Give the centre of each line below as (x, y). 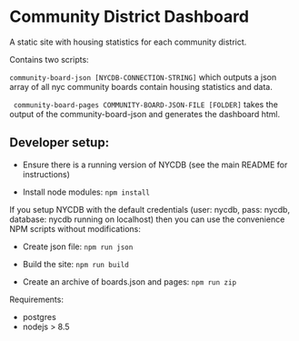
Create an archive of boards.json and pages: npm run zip (130, 281)
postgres (39, 316)
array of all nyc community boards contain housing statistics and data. (141, 86)
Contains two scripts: (49, 59)
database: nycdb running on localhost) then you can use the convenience (147, 219)
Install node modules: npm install (86, 192)
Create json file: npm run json (78, 246)
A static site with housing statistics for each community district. (128, 42)
